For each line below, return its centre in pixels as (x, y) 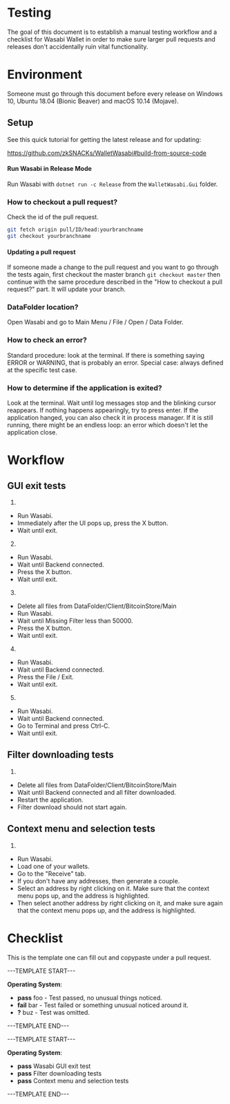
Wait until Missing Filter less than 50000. (75, 621)
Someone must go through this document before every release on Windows (115, 93)
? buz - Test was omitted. (53, 1012)
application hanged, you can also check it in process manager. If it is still (110, 418)
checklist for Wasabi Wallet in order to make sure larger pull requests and (111, 39)
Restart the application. (50, 800)
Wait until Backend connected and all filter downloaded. (96, 792)
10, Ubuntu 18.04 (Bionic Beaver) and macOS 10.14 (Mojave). (93, 101)
